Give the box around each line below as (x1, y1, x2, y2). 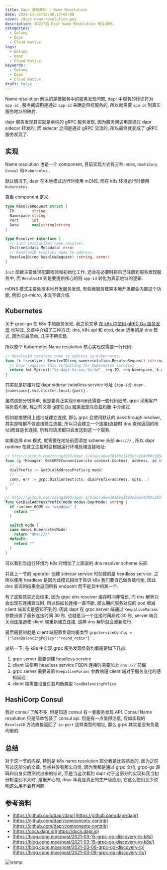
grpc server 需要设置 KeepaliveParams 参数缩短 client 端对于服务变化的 (12, 668, 157, 674)
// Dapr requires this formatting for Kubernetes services (9, 363, 135, 368)
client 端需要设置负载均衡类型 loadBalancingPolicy (12, 681, 117, 687)
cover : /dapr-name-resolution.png (5, 16, 77, 21)
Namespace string (9, 213, 46, 218)
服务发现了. (5, 131, 29, 137)
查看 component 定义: (5, 194, 50, 200)
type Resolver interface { (5, 236, 61, 241)
